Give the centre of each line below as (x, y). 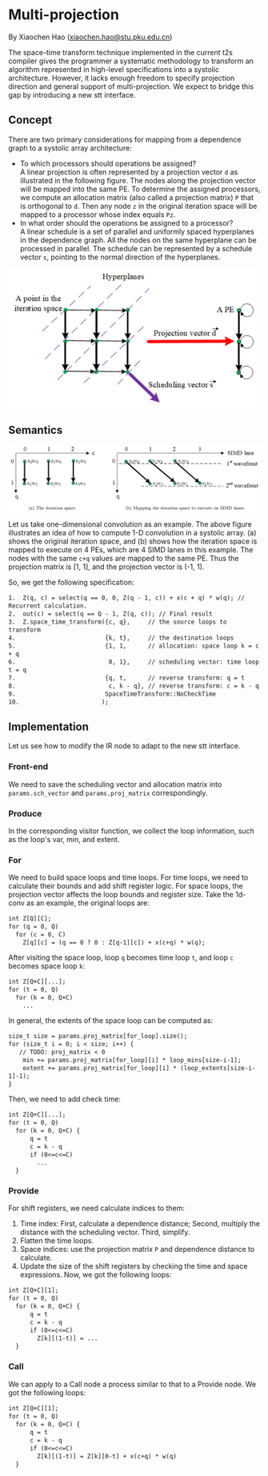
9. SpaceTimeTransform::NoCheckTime (112, 694)
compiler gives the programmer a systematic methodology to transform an (131, 61)
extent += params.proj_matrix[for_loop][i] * (100, 1069)
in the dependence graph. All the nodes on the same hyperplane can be (138, 240)
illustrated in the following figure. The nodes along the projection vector (138, 180)
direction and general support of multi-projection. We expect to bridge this (131, 86)
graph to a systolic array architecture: (70, 148)
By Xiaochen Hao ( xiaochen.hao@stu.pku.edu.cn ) (90, 37)
